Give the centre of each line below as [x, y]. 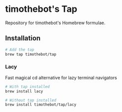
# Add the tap [20, 50]
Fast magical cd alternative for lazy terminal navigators [61, 77]
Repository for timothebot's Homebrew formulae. [55, 23]
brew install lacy [24, 91]
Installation [23, 38]
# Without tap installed [31, 100]
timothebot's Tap [41, 9]
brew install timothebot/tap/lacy [41, 105]
